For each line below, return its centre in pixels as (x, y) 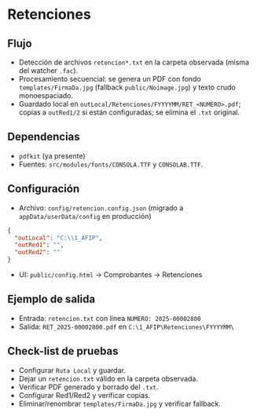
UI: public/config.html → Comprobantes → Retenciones (110, 275)
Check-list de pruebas (63, 351)
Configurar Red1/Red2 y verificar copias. (84, 395)
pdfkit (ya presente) (52, 155)
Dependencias (44, 137)
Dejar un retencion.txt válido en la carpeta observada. (108, 378)
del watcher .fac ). (48, 71)
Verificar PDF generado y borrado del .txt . (88, 387)
